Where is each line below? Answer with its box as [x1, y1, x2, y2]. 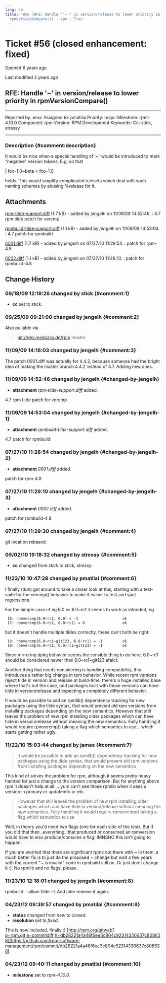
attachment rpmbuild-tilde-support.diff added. [12, 426, 108, 432]
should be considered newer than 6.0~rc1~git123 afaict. [5, 657, 119, 663]
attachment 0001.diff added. [12, 466, 72, 472]
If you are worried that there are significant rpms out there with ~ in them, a [5, 849, 159, 855]
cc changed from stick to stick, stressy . [12, 562, 93, 568]
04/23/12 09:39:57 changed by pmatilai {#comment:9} [5, 901, 140, 908]
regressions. [5, 597, 31, 603]
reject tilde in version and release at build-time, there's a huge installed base [5, 677, 161, 683]
